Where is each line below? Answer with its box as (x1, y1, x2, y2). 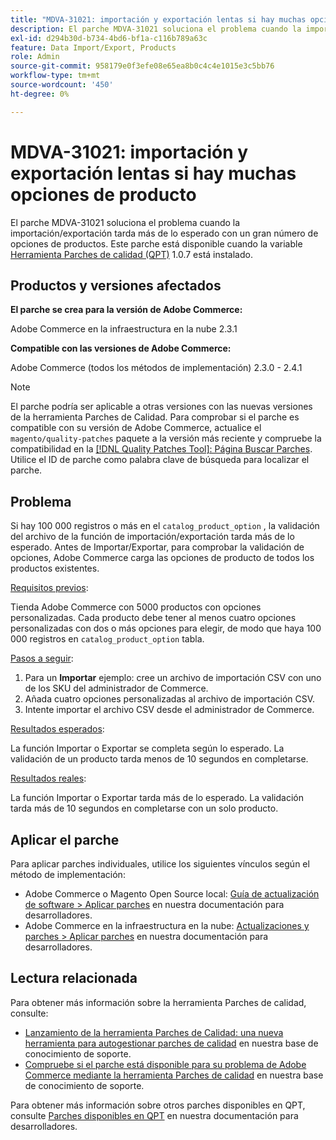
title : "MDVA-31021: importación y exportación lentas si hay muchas (10, 14, 307, 25)
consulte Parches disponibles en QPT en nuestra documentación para (10, 1109, 299, 1121)
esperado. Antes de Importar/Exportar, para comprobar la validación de (10, 541, 305, 553)
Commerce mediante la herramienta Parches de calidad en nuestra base (24, 1069, 324, 1081)
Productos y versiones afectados (10, 277, 222, 294)
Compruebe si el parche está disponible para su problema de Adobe (24, 1058, 307, 1070)
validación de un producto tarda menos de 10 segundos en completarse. (10, 753, 309, 765)
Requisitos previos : (10, 582, 89, 594)
